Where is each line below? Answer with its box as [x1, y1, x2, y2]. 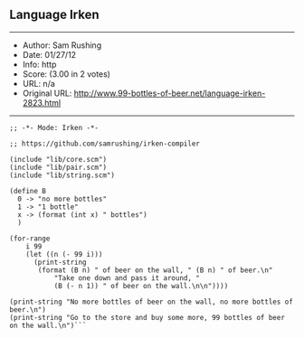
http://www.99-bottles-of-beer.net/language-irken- [73, 88, 266, 99]
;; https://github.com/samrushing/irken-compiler [9, 139, 201, 148]
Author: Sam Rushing [22, 40, 102, 51]
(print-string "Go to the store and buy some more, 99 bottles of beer [9, 313, 285, 322]
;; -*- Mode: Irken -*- [9, 123, 100, 132]
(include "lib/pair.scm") [9, 163, 107, 172]
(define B [9, 186, 47, 195]
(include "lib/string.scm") [9, 171, 116, 180]
